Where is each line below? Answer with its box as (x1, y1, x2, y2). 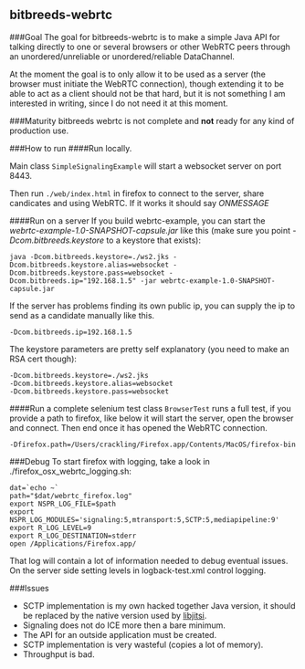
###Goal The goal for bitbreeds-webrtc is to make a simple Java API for (9, 31, 280, 42)
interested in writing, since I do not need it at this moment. (9, 98, 228, 109)
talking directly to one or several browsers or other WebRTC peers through (9, 41, 290, 52)
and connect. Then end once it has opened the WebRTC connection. (9, 422, 268, 433)
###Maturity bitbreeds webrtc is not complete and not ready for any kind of (9, 115, 295, 126)
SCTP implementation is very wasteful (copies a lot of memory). (22, 639, 264, 650)
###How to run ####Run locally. (9, 142, 132, 153)
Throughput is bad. (22, 648, 95, 660)
